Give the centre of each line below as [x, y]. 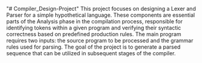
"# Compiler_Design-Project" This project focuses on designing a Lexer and [101, 9]
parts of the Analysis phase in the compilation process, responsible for [95, 21]
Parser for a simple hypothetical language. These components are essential [101, 15]
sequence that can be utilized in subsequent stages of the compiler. [91, 53]
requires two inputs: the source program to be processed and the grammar [100, 40]
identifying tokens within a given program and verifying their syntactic [94, 28]
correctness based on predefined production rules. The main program [94, 34]
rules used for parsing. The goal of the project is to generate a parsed [93, 47]
